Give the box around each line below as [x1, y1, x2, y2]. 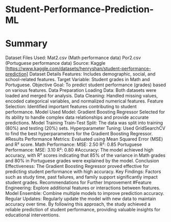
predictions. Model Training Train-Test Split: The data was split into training [5, 120, 163, 126]
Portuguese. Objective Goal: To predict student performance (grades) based [5, 82, 166, 88]
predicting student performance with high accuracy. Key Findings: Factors [5, 168, 161, 175]
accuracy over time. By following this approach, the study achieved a [5, 201, 151, 207]
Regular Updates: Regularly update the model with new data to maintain [5, 195, 156, 202]
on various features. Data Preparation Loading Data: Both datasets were [5, 87, 157, 93]
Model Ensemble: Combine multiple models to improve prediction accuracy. [5, 190, 164, 196]
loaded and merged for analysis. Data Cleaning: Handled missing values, [5, 93, 158, 99]
